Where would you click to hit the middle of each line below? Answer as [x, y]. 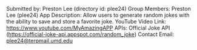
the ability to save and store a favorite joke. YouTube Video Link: [86, 21]
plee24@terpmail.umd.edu [39, 41]
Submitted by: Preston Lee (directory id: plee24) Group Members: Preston [98, 9]
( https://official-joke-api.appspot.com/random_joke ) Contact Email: [90, 34]
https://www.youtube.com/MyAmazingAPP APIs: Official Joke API [88, 28]
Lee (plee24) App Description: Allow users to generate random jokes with [98, 15]
